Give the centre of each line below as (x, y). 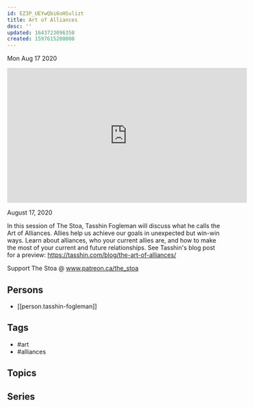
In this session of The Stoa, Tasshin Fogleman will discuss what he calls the (114, 226)
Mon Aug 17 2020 (32, 58)
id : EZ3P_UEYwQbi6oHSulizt (46, 13)
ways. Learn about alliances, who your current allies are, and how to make (112, 241)
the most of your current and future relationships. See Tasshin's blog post (111, 248)
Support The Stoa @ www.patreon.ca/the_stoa (73, 269)
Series (21, 396)
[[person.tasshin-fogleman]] (57, 306)
